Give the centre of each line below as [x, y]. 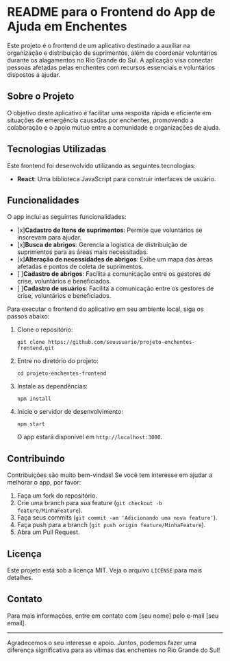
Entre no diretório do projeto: [58, 361]
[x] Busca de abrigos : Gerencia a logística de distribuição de [102, 245]
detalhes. [20, 578]
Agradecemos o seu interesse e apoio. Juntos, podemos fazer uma [102, 642]
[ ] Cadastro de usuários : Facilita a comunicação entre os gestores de [115, 288]
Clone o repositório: [45, 329]
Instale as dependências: [52, 386]
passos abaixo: [28, 316]
